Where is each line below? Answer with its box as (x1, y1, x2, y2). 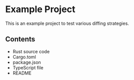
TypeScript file (12, 64, 44, 70)
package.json (12, 59, 42, 65)
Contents (5, 35, 36, 44)
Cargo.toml (12, 54, 37, 60)
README (12, 70, 32, 76)
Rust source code (12, 48, 50, 54)
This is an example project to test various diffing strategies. (5, 20, 129, 26)
